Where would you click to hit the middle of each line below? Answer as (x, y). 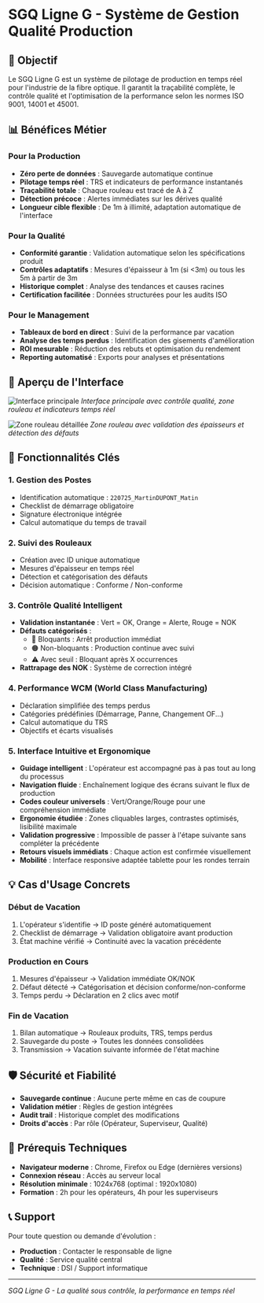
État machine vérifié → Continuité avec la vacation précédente (120, 941)
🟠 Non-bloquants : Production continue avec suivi (113, 648)
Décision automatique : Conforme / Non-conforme (101, 585)
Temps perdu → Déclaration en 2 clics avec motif (99, 995)
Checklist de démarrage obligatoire (77, 505)
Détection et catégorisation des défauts (83, 577)
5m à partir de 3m (48, 278)
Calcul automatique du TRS (64, 722)
